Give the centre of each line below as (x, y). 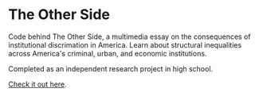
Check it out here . (38, 84)
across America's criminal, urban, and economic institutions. (108, 53)
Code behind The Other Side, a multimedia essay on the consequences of (129, 36)
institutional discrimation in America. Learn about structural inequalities (125, 44)
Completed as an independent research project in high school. (111, 68)
